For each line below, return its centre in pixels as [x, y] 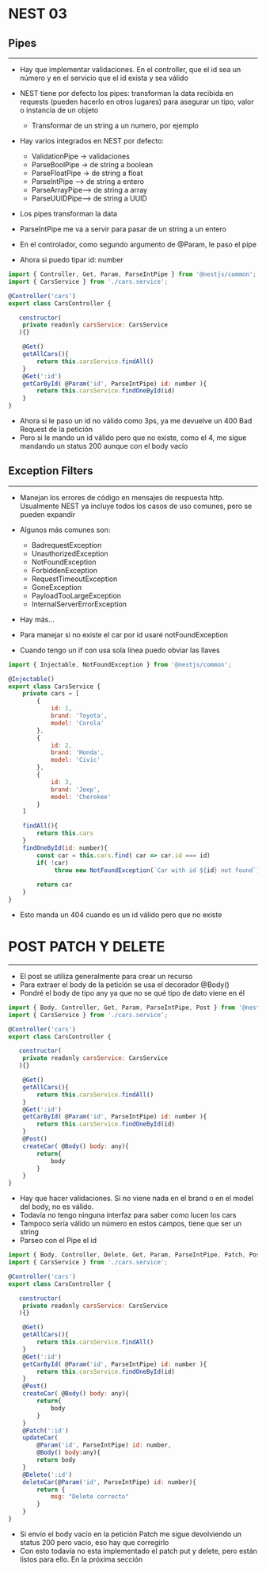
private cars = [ [51, 694]
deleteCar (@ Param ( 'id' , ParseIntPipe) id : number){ [109, 1482]
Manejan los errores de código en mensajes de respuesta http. [122, 497]
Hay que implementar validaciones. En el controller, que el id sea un [130, 69]
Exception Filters [51, 471]
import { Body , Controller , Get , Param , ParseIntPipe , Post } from [122, 1008]
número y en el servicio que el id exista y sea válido [104, 78]
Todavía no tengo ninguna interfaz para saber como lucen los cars [128, 1215]
